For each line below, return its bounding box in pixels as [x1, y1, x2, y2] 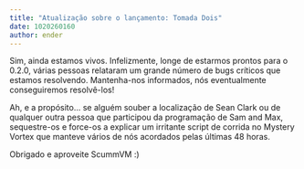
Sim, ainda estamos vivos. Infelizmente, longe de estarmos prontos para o [9, 56, 288, 67]
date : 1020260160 [9, 22, 76, 31]
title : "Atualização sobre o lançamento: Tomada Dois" [9, 13, 223, 23]
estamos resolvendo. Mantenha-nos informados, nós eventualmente [9, 75, 267, 86]
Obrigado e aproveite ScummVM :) [9, 149, 140, 160]
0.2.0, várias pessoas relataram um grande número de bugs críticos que [9, 65, 281, 76]
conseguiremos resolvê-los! [9, 84, 115, 96]
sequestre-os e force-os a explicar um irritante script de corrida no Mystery [9, 121, 295, 132]
